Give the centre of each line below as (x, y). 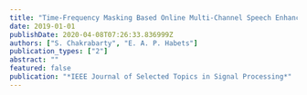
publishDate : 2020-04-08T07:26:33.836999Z (91, 34)
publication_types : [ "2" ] (58, 52)
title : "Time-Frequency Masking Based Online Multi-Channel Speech (141, 18)
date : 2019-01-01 (42, 26)
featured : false (40, 69)
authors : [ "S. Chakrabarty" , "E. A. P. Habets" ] (104, 43)
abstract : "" (34, 60)
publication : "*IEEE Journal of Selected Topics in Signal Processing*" (151, 77)
